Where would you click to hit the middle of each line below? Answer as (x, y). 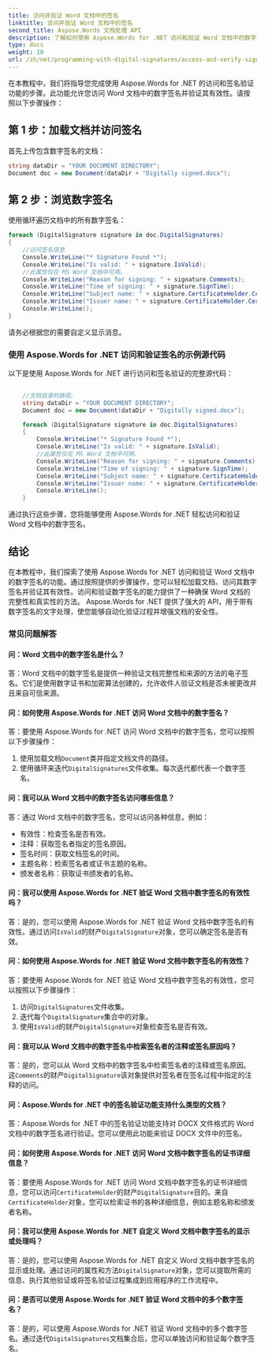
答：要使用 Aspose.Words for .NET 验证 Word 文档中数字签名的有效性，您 (128, 980)
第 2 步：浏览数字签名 (61, 200)
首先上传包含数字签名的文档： (56, 150)
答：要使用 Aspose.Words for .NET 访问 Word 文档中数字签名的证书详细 (125, 1182)
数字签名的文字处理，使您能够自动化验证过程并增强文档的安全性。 (115, 611)
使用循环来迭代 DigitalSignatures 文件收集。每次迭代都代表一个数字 (129, 769)
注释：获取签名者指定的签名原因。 (75, 844)
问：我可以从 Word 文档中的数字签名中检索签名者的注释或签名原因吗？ (123, 1046)
